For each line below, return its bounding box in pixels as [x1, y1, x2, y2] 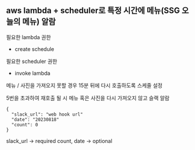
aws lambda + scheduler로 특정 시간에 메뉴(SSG [6, 5, 180, 16]
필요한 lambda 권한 [6, 33, 51, 40]
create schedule [14, 45, 54, 52]
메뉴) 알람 [22, 17, 56, 27]
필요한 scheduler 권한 [6, 58, 57, 65]
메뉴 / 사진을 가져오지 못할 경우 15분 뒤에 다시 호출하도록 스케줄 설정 [6, 82, 162, 89]
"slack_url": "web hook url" [11, 111, 83, 117]
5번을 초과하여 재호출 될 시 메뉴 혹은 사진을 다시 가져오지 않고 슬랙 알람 [6, 94, 170, 101]
